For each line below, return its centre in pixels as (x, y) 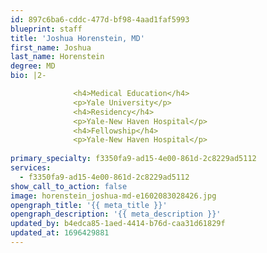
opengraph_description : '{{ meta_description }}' (116, 214)
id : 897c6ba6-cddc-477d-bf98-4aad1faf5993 (100, 19)
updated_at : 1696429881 (60, 233)
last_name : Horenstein (57, 57)
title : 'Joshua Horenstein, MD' (77, 38)
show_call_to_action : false (69, 186)
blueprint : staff (46, 29)
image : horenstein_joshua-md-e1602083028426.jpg (113, 196)
